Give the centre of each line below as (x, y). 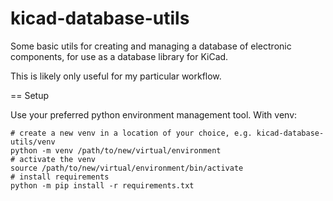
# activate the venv (53, 159)
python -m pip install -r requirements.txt (102, 185)
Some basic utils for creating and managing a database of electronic (151, 46)
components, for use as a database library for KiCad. (119, 56)
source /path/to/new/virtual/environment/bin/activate (127, 168)
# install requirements (60, 177)
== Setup (30, 95)
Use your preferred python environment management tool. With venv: (154, 114)
